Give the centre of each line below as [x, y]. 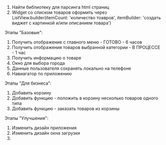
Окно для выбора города [38, 63]
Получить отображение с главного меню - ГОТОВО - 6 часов [77, 42]
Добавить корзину [31, 93]
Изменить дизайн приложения [44, 128]
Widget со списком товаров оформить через [59, 12]
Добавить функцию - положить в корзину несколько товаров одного [85, 98]
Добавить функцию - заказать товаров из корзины [66, 109]
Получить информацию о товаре [46, 58]
